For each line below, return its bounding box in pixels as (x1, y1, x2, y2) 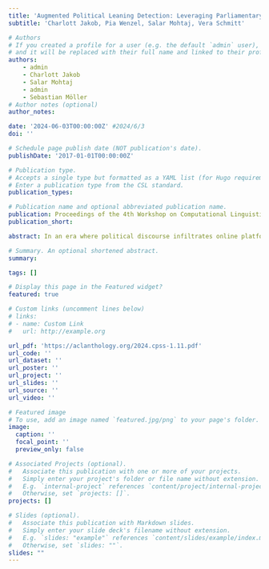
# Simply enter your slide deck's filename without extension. (8, 526, 231, 535)
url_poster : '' (8, 364, 59, 372)
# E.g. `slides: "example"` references (8, 534, 149, 542)
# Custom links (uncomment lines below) (8, 305, 146, 313)
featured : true (8, 291, 59, 299)
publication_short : (8, 218, 74, 226)
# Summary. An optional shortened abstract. (8, 246, 159, 254)
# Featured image (8, 408, 66, 416)
